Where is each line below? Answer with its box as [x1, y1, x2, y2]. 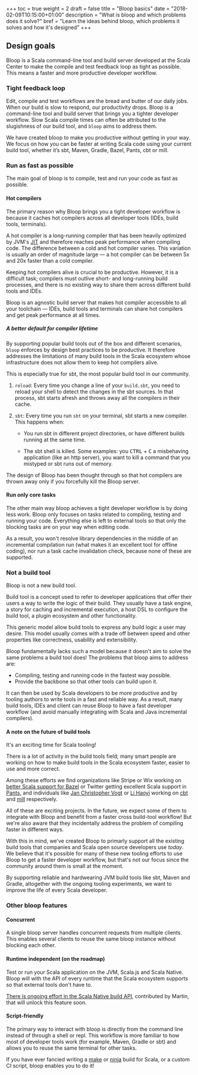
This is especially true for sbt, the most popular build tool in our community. [6, 370, 190, 377]
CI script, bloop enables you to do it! [6, 1062, 95, 1069]
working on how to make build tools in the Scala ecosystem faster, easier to [6, 759, 190, 766]
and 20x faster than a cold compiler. [6, 257, 95, 264]
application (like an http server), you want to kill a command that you [23, 454, 191, 461]
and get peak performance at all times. [6, 311, 100, 318]
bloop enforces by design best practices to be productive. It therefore [6, 346, 176, 353]
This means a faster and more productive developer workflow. [6, 69, 158, 76]
